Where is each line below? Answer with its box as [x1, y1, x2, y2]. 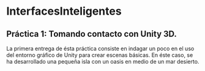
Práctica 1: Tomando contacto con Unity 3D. [6, 29, 177, 39]
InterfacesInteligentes [6, 4, 122, 18]
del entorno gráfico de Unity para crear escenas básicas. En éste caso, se [6, 51, 193, 59]
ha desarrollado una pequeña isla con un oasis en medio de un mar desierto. [6, 58, 199, 65]
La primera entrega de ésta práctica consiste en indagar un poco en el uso [6, 45, 195, 52]
